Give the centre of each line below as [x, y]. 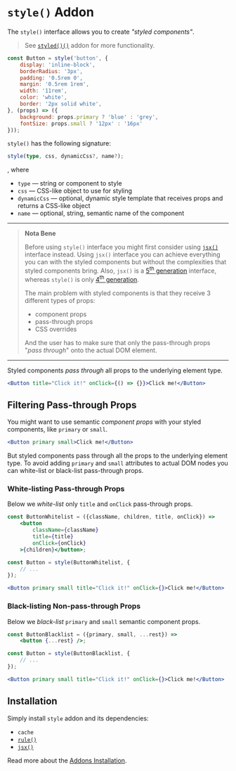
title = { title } [53, 537]
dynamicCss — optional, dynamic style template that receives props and [120, 198]
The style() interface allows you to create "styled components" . [101, 32]
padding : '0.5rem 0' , [51, 78]
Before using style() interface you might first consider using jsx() [122, 247]
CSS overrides [56, 329]
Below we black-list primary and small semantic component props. [104, 621]
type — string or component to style [70, 183]
